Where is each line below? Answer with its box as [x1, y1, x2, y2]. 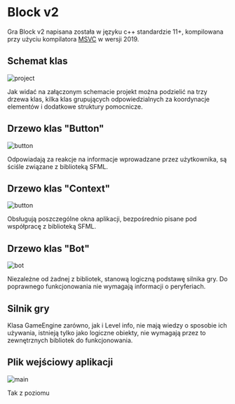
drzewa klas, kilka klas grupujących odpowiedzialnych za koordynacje [7, 95, 210, 103]
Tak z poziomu [7, 389, 50, 397]
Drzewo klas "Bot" [7, 243, 90, 255]
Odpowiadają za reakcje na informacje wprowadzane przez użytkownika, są [7, 155, 227, 163]
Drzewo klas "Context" [7, 182, 111, 194]
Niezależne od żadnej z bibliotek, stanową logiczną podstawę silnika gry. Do [7, 275, 228, 283]
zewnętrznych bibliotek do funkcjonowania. [7, 336, 133, 344]
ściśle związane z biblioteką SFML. [7, 162, 109, 170]
